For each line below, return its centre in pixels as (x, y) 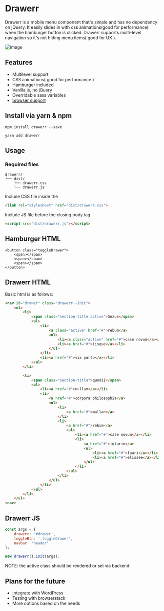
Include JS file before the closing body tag (48, 215)
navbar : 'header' (31, 543)
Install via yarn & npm (39, 116)
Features (19, 62)
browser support (29, 100)
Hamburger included (33, 85)
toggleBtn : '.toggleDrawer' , (43, 539)
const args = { (20, 529)
